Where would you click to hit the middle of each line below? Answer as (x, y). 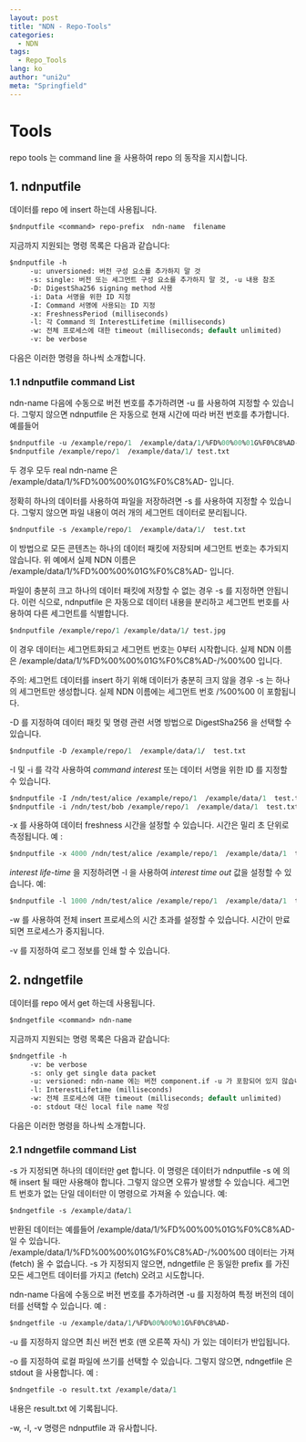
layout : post (34, 18)
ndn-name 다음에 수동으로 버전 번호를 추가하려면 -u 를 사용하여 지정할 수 (140, 403)
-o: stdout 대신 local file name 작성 (99, 1107)
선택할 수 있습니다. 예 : (66, 1306)
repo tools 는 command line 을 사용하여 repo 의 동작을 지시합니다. (128, 157)
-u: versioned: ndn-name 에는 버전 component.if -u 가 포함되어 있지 (154, 1081)
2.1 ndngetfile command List (73, 1149)
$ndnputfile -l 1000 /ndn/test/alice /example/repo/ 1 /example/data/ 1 (148, 901)
